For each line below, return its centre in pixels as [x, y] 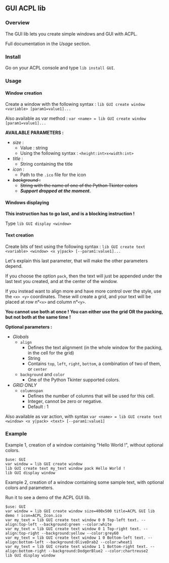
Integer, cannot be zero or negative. [65, 401]
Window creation [24, 93]
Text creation [19, 235]
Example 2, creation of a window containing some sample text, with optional [85, 482]
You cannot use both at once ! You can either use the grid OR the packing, [84, 311]
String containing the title [46, 164]
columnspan [32, 391]
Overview [17, 23]
